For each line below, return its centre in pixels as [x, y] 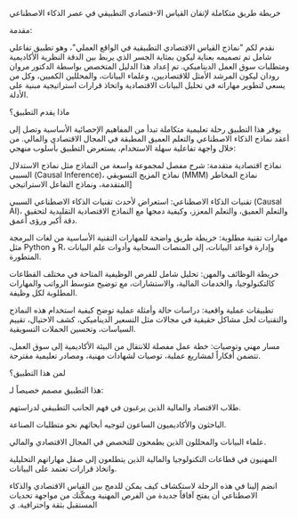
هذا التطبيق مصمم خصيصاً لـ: [56, 390]
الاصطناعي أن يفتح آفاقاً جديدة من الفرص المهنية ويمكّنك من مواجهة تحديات [133, 495]
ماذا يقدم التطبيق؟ [40, 112]
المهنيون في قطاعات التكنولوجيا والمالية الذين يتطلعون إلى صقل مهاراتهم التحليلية [143, 459]
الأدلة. [19, 94]
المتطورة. [25, 256]
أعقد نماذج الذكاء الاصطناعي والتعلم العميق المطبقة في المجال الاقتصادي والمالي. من [149, 138]
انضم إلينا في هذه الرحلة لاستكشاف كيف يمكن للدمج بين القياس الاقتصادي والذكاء [143, 486]
